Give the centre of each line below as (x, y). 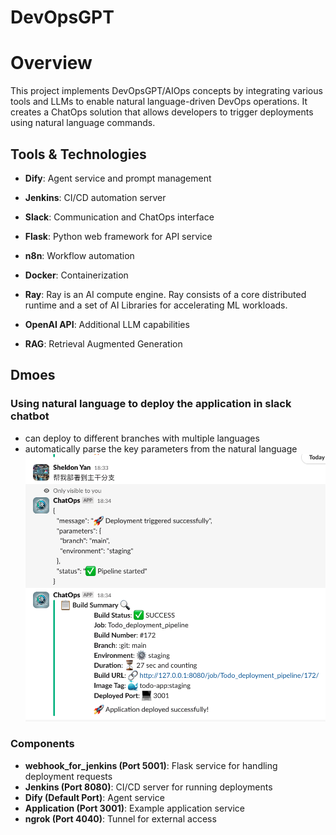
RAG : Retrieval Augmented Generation (103, 343)
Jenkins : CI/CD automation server (95, 197)
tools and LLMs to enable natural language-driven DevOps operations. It (159, 102)
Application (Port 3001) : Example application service (135, 808)
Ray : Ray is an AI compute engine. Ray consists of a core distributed (165, 294)
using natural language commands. (83, 123)
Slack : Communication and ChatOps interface (119, 217)
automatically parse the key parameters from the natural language (161, 448)
